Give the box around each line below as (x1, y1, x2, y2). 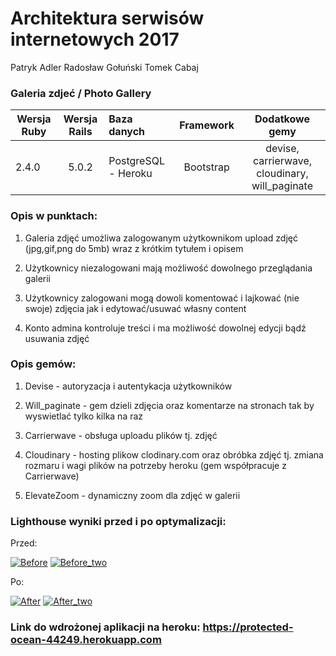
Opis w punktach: (10, 209, 98, 223)
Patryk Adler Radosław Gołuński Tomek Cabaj (10, 61, 199, 73)
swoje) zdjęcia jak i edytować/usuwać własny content (24, 302, 247, 314)
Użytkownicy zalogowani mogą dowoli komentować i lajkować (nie (24, 292, 300, 304)
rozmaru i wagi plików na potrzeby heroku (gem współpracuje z (24, 459, 287, 471)
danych (108, 125, 146, 139)
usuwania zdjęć (24, 332, 90, 344)
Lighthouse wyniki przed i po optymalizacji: (10, 514, 227, 528)
